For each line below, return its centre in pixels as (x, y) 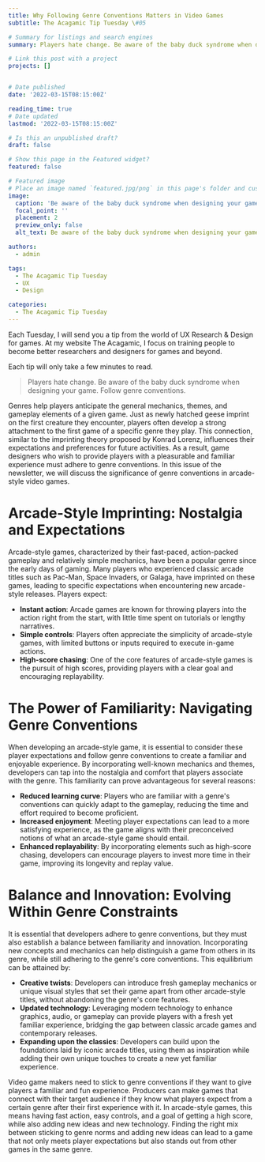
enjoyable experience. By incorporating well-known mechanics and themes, (132, 764)
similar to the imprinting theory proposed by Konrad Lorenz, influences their (131, 439)
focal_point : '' (42, 210)
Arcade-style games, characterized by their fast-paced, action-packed (123, 552)
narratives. (37, 626)
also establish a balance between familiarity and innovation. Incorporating (128, 942)
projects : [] (30, 66)
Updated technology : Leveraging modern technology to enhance (126, 1008)
